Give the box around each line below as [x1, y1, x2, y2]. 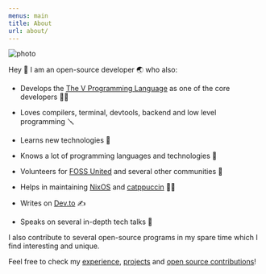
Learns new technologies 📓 [19, 135, 111, 145]
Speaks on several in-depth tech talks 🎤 [19, 217, 153, 226]
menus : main [8, 11, 48, 20]
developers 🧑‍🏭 [19, 92, 69, 102]
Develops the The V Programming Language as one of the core [19, 84, 231, 93]
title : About [8, 19, 52, 27]
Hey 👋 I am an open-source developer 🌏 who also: [8, 65, 178, 75]
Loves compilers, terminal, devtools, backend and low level [19, 108, 217, 118]
